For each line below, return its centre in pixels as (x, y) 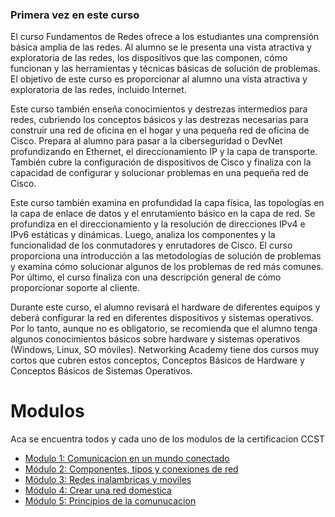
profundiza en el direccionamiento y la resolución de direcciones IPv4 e (158, 224)
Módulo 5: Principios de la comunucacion (110, 501)
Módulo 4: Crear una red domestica (98, 490)
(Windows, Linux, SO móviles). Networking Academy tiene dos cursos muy (165, 350)
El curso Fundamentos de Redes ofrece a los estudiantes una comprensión (165, 37)
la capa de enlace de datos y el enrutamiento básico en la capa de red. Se (163, 214)
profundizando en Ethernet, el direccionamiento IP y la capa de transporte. (164, 152)
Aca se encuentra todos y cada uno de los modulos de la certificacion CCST (167, 439)
